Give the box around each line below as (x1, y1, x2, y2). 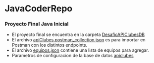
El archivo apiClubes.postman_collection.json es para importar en (11, 37, 146, 43)
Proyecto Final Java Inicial (4, 21, 69, 28)
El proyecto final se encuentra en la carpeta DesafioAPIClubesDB (11, 31, 145, 37)
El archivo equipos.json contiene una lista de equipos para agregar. (11, 47, 149, 53)
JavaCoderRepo (4, 3, 73, 14)
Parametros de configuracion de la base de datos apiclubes (11, 53, 134, 59)
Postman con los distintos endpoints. (11, 42, 88, 48)
